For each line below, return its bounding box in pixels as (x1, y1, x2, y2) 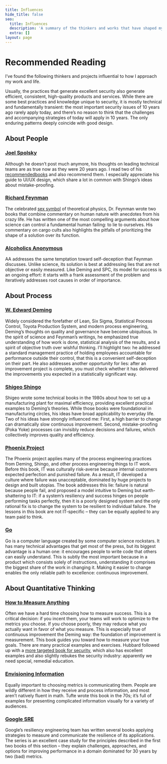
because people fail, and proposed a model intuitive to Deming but (5, 488, 142, 494)
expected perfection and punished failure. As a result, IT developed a (5, 472, 147, 478)
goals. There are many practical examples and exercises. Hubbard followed (5, 642, 160, 648)
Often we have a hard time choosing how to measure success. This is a (5, 610, 151, 616)
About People (5, 134, 48, 143)
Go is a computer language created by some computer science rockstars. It (5, 537, 160, 544)
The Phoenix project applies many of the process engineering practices (5, 456, 152, 462)
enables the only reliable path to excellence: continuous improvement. (5, 569, 149, 575)
